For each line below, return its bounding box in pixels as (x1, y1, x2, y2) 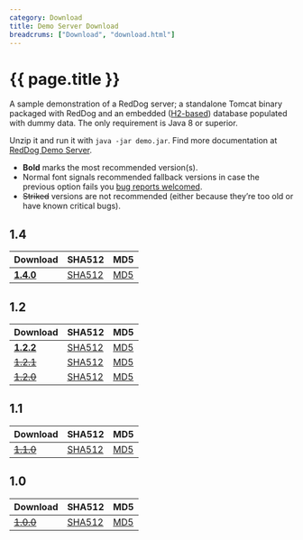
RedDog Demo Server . (9, 145, 93, 156)
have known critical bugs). (22, 200, 122, 212)
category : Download (9, 13, 83, 23)
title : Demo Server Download (9, 22, 119, 31)
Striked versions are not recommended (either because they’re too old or (22, 191, 294, 202)
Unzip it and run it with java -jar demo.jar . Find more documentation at (9, 135, 278, 146)
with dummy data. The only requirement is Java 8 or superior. (9, 118, 238, 129)
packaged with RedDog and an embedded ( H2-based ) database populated (9, 108, 288, 119)
